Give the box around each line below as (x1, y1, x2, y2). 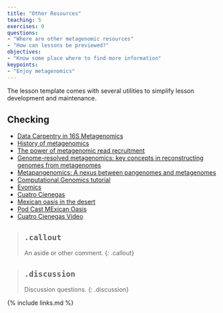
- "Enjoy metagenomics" (7, 67, 76, 74)
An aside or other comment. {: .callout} (23, 249, 135, 257)
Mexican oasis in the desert (17, 197, 96, 206)
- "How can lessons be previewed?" (7, 42, 109, 49)
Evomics (17, 183, 42, 191)
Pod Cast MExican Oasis (17, 205, 87, 213)
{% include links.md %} (7, 299, 74, 307)
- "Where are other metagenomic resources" (7, 36, 134, 43)
